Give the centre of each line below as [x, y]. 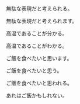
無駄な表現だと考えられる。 [39, 8]
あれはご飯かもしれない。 [37, 96]
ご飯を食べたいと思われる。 [39, 83]
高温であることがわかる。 [37, 46]
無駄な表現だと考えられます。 [42, 21]
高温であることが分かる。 [37, 33]
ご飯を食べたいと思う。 [34, 71]
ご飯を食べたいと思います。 [39, 58]
